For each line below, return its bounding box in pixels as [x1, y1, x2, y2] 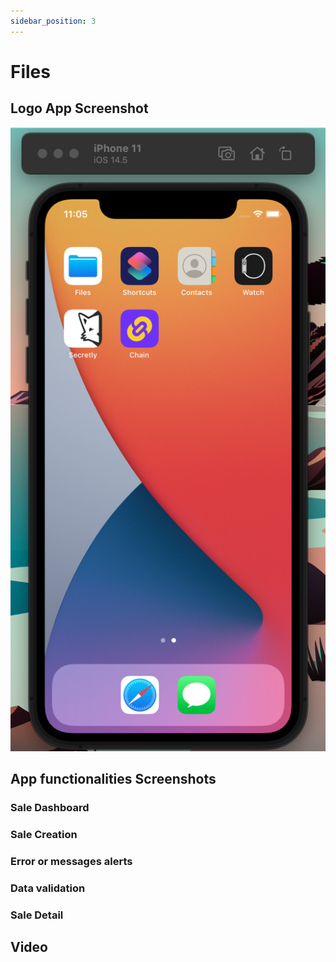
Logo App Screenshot [10, 100, 149, 117]
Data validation [10, 881, 86, 895]
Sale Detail [10, 908, 64, 922]
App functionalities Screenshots [10, 771, 217, 788]
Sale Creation [10, 828, 78, 842]
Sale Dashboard [10, 801, 90, 815]
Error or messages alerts [10, 855, 133, 869]
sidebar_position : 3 [10, 16, 97, 26]
